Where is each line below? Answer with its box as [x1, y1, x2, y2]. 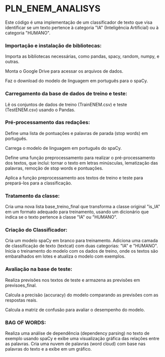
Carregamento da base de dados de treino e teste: [5, 90, 128, 97]
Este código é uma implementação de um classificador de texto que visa [5, 19, 153, 25]
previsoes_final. [5, 282, 37, 288]
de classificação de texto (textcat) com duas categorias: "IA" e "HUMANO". [5, 243, 158, 249]
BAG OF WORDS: [5, 319, 46, 326]
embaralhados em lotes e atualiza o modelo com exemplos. [5, 253, 126, 260]
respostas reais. [5, 297, 38, 303]
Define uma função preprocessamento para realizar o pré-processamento [5, 154, 155, 161]
